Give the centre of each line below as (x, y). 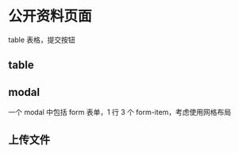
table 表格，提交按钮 (42, 40)
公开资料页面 (50, 16)
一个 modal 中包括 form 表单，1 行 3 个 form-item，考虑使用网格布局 (120, 113)
